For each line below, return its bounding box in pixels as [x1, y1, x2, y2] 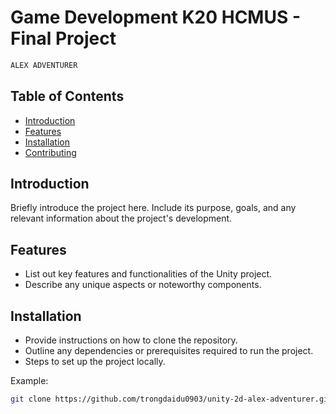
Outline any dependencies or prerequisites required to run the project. [24, 345, 314, 357]
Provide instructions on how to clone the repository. [24, 334, 238, 346]
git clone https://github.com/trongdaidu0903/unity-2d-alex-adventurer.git [10, 394, 333, 405]
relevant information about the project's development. [10, 212, 233, 225]
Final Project [10, 27, 117, 50]
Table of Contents [10, 88, 125, 105]
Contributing [24, 146, 77, 158]
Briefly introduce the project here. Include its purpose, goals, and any [10, 202, 297, 214]
